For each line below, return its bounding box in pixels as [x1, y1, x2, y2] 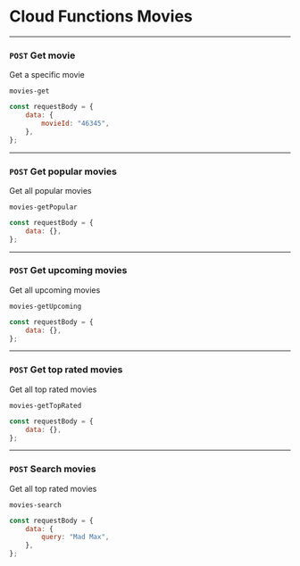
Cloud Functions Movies [9, 6, 194, 27]
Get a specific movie [9, 70, 85, 80]
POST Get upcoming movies [9, 264, 128, 277]
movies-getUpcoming [9, 302, 82, 311]
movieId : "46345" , [41, 119, 110, 128]
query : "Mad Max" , [41, 533, 110, 542]
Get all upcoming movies [9, 284, 101, 295]
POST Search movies [9, 462, 96, 475]
